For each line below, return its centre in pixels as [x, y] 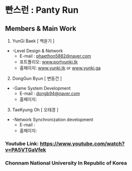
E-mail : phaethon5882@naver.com [55, 56]
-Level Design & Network [38, 51]
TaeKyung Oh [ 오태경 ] [35, 110]
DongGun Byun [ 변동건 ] [37, 78]
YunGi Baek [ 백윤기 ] [33, 41]
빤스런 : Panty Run [42, 10]
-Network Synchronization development [53, 119]
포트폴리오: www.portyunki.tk [49, 62]
